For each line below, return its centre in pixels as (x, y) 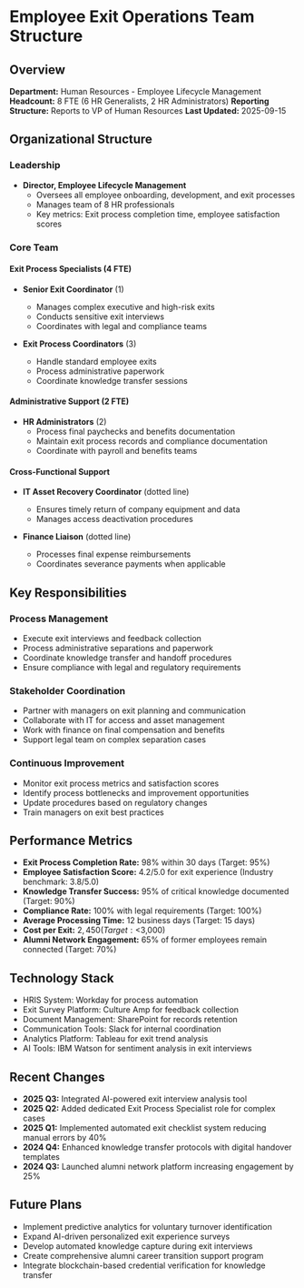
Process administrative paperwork (100, 371)
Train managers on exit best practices (93, 812)
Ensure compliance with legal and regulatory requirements (132, 667)
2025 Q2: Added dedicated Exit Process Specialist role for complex (149, 1108)
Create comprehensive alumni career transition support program (143, 1255)
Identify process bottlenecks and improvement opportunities (136, 792)
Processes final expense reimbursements (113, 554)
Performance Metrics (71, 840)
